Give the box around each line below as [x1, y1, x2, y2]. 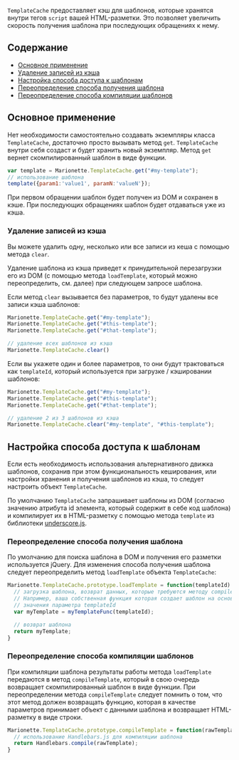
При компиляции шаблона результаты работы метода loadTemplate [7, 667, 212, 676]
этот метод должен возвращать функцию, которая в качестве [7, 697, 196, 706]
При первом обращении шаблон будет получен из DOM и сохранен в [7, 193, 218, 202]
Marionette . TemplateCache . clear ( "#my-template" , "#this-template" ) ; [7, 421, 215, 428]
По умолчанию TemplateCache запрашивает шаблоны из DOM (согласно [7, 496, 225, 505]
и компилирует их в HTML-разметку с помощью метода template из [7, 511, 215, 520]
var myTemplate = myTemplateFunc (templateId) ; [14, 608, 154, 615]
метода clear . [7, 249, 50, 259]
